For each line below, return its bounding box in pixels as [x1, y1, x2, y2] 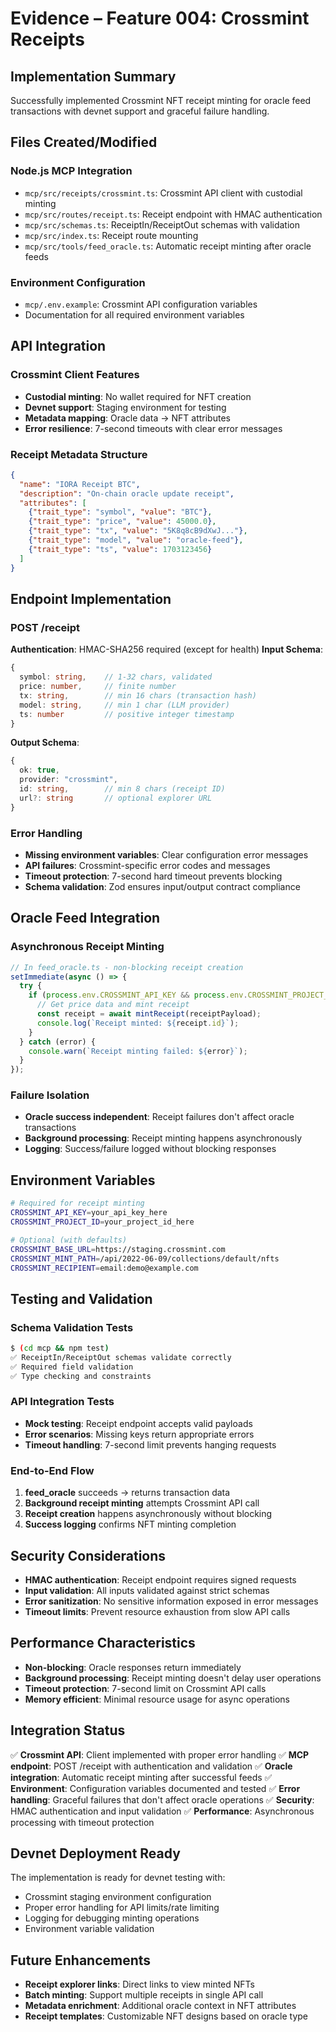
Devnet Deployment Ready [10, 1845, 181, 1862]
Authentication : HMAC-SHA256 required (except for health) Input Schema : [10, 643, 324, 656]
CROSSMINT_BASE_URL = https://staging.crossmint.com [10, 1244, 226, 1254]
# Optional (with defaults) [10, 1235, 128, 1245]
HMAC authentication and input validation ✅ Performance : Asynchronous [10, 1805, 315, 1817]
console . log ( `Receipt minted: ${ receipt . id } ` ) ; [36, 1018, 240, 1028]
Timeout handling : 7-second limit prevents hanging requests [24, 1438, 277, 1451]
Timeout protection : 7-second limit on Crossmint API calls [24, 1682, 267, 1694]
